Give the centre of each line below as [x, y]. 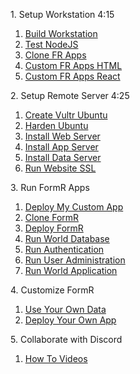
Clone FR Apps [55, 55]
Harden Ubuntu [56, 125]
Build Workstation [61, 33]
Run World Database [67, 238]
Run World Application [71, 270]
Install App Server [61, 147]
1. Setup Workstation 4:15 [62, 14]
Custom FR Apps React [72, 76]
